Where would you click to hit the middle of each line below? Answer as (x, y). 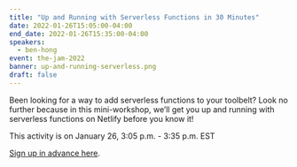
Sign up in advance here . (55, 153)
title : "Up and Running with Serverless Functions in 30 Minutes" (134, 17)
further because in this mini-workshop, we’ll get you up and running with (142, 109)
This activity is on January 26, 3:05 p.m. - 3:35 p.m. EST (112, 136)
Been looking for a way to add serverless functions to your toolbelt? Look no (148, 100)
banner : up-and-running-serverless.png (83, 67)
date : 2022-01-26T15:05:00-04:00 (71, 26)
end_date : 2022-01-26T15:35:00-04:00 (79, 34)
